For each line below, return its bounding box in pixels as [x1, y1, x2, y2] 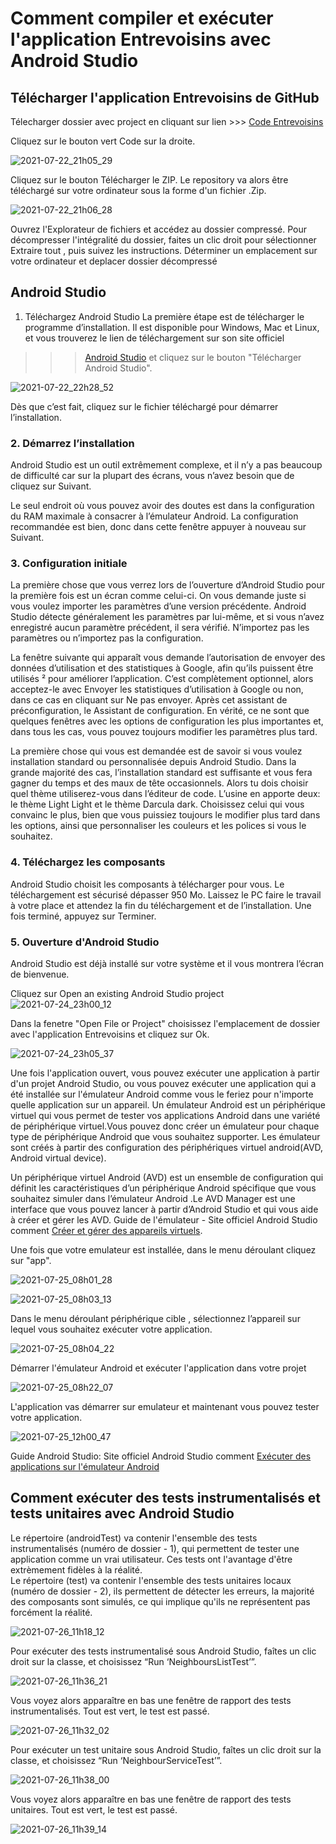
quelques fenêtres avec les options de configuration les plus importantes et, [10, 715, 324, 727]
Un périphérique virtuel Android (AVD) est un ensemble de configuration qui [10, 1172, 324, 1183]
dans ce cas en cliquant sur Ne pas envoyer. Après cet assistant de [10, 694, 288, 706]
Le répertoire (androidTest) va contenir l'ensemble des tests [10, 1532, 258, 1544]
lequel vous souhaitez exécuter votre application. [10, 1323, 213, 1335]
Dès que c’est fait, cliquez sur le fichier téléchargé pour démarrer [10, 400, 279, 412]
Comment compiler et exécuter [10, 7, 274, 30]
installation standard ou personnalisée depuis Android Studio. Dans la [10, 756, 297, 768]
